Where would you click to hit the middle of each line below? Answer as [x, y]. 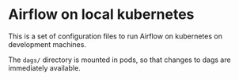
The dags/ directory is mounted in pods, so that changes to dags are [119, 60]
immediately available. [44, 67]
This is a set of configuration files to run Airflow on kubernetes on [116, 36]
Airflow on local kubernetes [101, 15]
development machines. [47, 44]
